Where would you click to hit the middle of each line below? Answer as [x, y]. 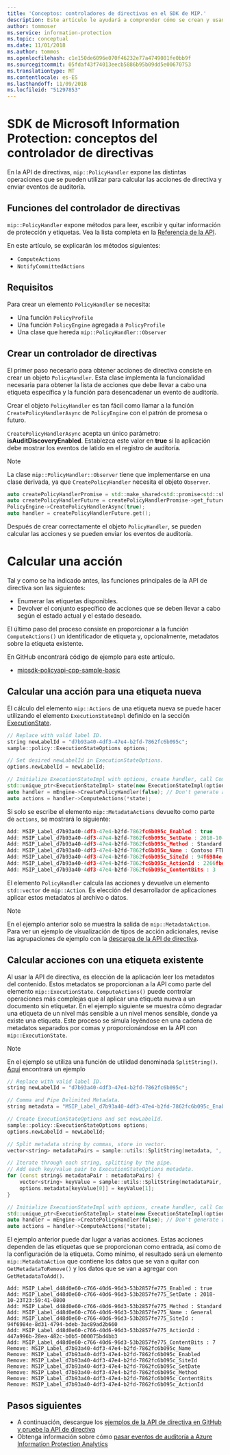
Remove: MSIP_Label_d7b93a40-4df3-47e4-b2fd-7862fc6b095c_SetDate [104, 1366]
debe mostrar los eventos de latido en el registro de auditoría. [94, 447]
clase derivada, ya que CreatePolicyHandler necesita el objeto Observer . [109, 482]
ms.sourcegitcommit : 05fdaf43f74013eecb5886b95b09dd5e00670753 [99, 65]
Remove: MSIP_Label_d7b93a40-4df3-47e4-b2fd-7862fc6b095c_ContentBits [110, 1379]
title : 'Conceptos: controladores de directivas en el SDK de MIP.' [107, 13]
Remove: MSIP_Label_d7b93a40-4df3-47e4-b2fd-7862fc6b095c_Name [99, 1349]
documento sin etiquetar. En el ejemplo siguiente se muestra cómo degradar [115, 1005]
